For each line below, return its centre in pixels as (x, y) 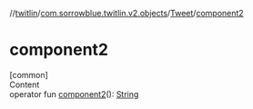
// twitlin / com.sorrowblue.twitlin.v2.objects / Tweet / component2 (126, 13)
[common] (29, 74)
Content (25, 84)
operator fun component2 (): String (74, 94)
